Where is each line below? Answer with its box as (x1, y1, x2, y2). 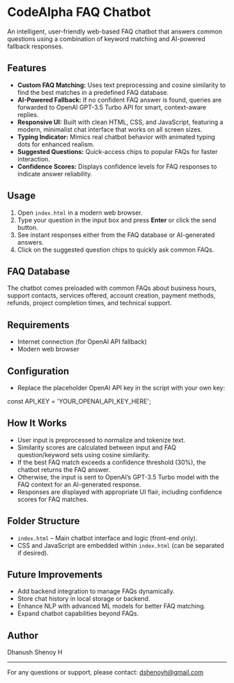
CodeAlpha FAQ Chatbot (7, 4, 151, 20)
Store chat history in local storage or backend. (17, 594, 150, 603)
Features (7, 62, 47, 74)
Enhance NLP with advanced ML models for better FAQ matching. (17, 602, 206, 611)
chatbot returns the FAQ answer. (17, 465, 111, 474)
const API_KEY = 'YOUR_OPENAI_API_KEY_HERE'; (7, 397, 151, 405)
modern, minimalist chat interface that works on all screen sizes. (17, 125, 203, 133)
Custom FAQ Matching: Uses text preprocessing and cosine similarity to (17, 81, 226, 89)
